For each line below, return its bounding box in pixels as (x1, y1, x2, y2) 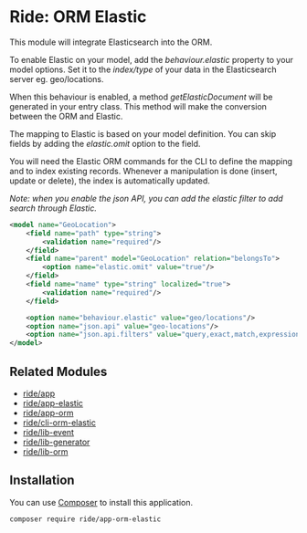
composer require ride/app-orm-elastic (9, 514, 162, 524)
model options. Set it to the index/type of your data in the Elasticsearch (9, 64, 277, 75)
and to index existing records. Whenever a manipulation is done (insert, (9, 165, 278, 176)
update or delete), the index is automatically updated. (9, 175, 210, 186)
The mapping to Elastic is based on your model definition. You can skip (9, 128, 277, 139)
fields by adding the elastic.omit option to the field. (9, 138, 201, 149)
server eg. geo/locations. (9, 73, 104, 84)
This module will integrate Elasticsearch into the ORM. (9, 37, 213, 47)
